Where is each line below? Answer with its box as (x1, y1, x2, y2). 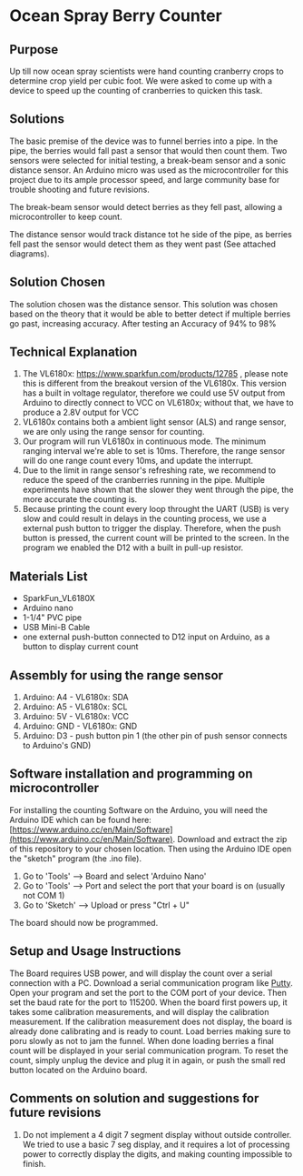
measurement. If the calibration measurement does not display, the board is (9, 1016, 293, 1027)
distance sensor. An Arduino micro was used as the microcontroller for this (9, 165, 288, 176)
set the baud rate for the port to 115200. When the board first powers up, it (9, 997, 288, 1008)
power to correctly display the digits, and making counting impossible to (22, 1148, 293, 1160)
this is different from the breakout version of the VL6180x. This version (22, 378, 288, 389)
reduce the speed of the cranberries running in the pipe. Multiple (22, 475, 266, 486)
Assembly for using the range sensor (9, 668, 224, 683)
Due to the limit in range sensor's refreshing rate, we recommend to (22, 465, 277, 476)
